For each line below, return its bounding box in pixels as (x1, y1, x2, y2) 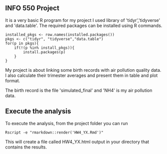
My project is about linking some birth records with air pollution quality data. (5, 67, 162, 73)
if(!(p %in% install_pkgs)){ (14, 45, 75, 50)
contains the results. (5, 144, 47, 150)
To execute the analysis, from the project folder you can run (5, 120, 128, 126)
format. (5, 77, 20, 84)
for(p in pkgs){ (5, 41, 39, 46)
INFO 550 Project (5, 4, 60, 12)
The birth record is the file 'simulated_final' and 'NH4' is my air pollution (5, 87, 153, 93)
